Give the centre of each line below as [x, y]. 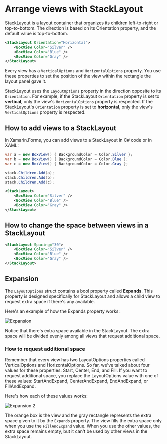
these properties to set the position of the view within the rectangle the [78, 76]
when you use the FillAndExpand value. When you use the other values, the [83, 426]
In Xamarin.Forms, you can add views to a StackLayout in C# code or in [79, 140]
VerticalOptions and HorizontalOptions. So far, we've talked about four [77, 365]
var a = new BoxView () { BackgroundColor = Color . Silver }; [69, 155]
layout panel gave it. [26, 81]
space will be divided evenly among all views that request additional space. [83, 336]
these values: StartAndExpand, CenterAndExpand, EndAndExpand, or [77, 381]
